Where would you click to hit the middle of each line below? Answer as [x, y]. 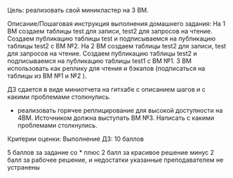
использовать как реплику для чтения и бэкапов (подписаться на [106, 68]
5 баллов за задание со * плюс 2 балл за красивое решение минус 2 [111, 152]
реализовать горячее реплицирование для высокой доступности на [120, 110]
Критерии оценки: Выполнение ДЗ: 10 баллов [75, 139]
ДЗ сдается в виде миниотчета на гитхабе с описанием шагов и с [106, 89]
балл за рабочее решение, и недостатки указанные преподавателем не [115, 160]
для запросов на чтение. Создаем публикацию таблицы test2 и [102, 53]
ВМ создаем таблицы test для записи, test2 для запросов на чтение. [110, 31]
